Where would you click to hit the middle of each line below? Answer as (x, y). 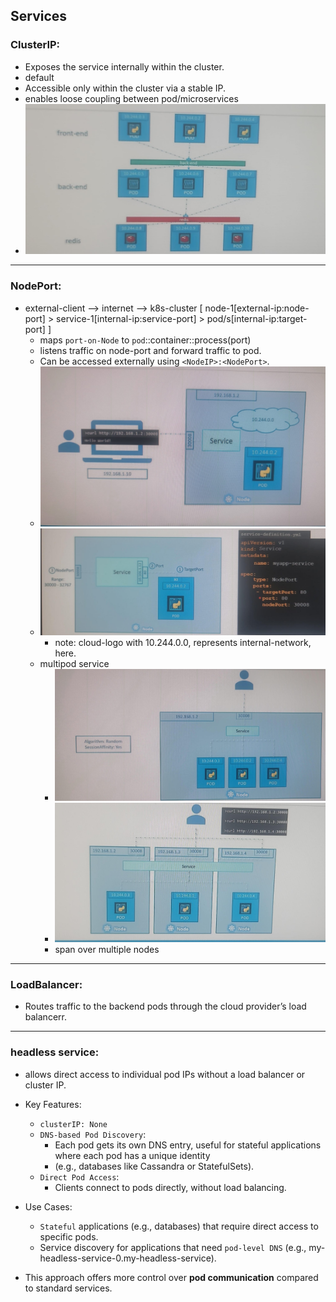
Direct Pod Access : (79, 1176)
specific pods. (69, 1236)
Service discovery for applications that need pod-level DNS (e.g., (173, 1247)
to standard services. (68, 1288)
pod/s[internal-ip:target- (257, 318)
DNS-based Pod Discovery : (93, 1134)
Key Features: (53, 1104)
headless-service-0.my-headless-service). (128, 1258)
